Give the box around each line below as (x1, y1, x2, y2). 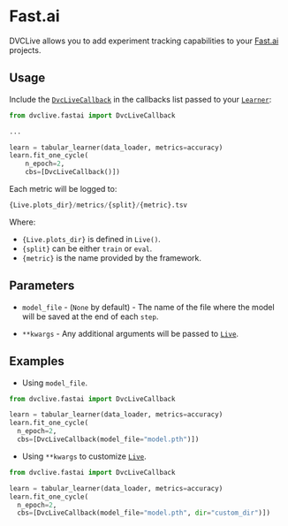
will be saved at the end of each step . (21, 311, 159, 322)
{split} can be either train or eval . (21, 243, 153, 254)
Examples (9, 354, 64, 369)
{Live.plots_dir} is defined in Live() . (21, 233, 161, 244)
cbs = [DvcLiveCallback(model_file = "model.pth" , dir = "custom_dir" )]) (17, 508, 271, 518)
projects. (9, 44, 42, 55)
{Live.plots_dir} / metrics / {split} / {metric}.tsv (9, 201, 188, 210)
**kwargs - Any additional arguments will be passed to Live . (21, 328, 239, 339)
